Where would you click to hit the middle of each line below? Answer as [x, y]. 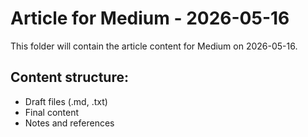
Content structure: [69, 77]
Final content [52, 112]
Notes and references [69, 123]
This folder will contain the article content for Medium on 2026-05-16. [154, 46]
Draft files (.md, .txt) [66, 101]
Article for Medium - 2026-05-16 [150, 18]
